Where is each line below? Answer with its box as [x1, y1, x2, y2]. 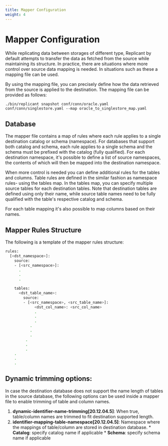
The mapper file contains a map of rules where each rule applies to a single [5, 133, 161, 139]
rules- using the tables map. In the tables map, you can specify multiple [5, 180, 153, 186]
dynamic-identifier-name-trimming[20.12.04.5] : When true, [12, 408, 139, 414]
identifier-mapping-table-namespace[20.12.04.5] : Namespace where [12, 419, 160, 425]
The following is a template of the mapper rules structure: [5, 239, 124, 245]
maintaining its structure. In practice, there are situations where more [5, 61, 148, 67]
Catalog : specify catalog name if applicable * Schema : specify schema [12, 429, 160, 435]
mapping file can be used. [5, 71, 59, 78]
